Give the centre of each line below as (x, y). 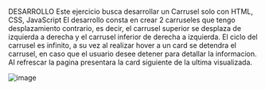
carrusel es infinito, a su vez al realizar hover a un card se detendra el (123, 45)
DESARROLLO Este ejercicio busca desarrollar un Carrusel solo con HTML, (131, 12)
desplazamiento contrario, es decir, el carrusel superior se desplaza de (125, 28)
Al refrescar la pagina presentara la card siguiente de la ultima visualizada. (131, 62)
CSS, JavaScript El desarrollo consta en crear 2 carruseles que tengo (122, 20)
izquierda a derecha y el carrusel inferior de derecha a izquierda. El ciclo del (133, 37)
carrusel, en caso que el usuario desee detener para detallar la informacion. (132, 54)
